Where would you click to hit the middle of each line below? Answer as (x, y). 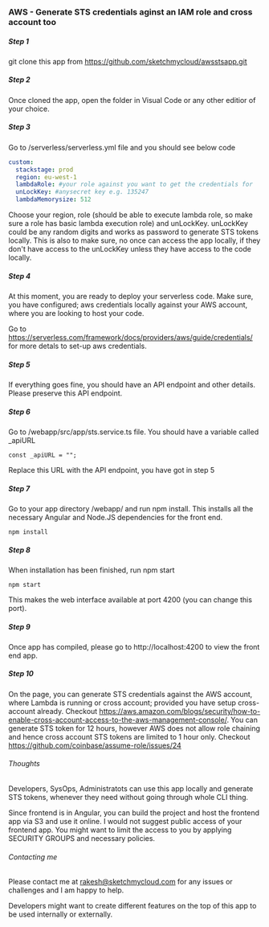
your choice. (29, 109)
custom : (21, 162)
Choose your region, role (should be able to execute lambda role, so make (130, 215)
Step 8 (19, 550)
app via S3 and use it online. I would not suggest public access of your (125, 822)
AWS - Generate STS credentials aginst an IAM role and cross (130, 12)
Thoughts (24, 764)
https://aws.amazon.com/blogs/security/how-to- (180, 711)
